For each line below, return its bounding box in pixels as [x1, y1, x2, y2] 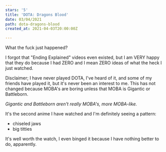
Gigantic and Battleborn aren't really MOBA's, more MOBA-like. [5, 101, 137, 107]
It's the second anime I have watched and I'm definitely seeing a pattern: [5, 111, 156, 117]
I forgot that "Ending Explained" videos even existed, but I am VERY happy [5, 54, 160, 61]
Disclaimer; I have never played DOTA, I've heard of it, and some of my [5, 75, 152, 81]
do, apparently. [5, 141, 37, 147]
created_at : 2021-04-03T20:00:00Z [5, 26, 78, 31]
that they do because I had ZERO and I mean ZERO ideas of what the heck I [5, 60, 162, 66]
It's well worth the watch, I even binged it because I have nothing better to [5, 136, 159, 142]
